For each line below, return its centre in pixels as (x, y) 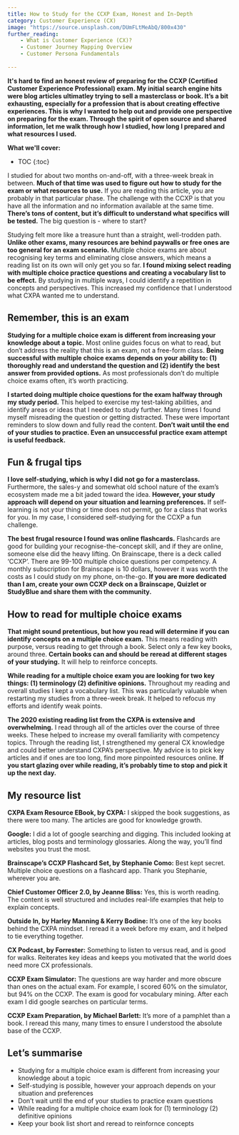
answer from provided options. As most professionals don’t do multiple (113, 373)
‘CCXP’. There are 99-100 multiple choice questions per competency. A (112, 562)
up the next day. (32, 773)
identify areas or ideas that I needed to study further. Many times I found (114, 409)
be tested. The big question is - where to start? (77, 221)
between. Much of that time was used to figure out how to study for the (115, 183)
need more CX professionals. (50, 965)
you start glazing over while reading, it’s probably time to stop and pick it (118, 765)
